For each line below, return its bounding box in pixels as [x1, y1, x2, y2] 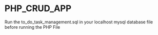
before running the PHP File [4, 24, 60, 30]
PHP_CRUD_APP [4, 3, 72, 14]
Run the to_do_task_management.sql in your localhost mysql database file [4, 19, 153, 25]
